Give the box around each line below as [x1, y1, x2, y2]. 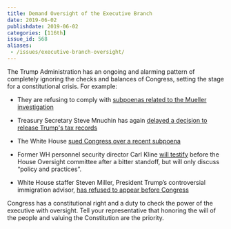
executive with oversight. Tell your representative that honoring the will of [7, 206, 216, 215]
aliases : [7, 42, 32, 49]
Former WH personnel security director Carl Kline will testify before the [17, 150, 219, 159]
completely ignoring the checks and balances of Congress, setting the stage [7, 74, 224, 83]
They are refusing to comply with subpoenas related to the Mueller [17, 95, 207, 103]
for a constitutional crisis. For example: [7, 82, 117, 90]
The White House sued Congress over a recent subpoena [17, 137, 181, 145]
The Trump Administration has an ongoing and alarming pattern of [7, 67, 195, 76]
